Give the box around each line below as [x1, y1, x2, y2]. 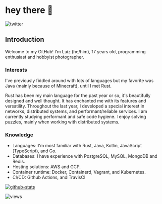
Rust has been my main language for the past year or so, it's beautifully [5, 93, 151, 99]
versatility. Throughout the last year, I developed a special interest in [5, 103, 145, 109]
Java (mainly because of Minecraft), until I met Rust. [5, 83, 112, 89]
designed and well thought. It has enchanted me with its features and [5, 98, 146, 104]
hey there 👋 [5, 4, 53, 16]
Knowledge [5, 131, 34, 138]
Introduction [5, 35, 45, 44]
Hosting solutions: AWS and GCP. [12, 164, 81, 170]
